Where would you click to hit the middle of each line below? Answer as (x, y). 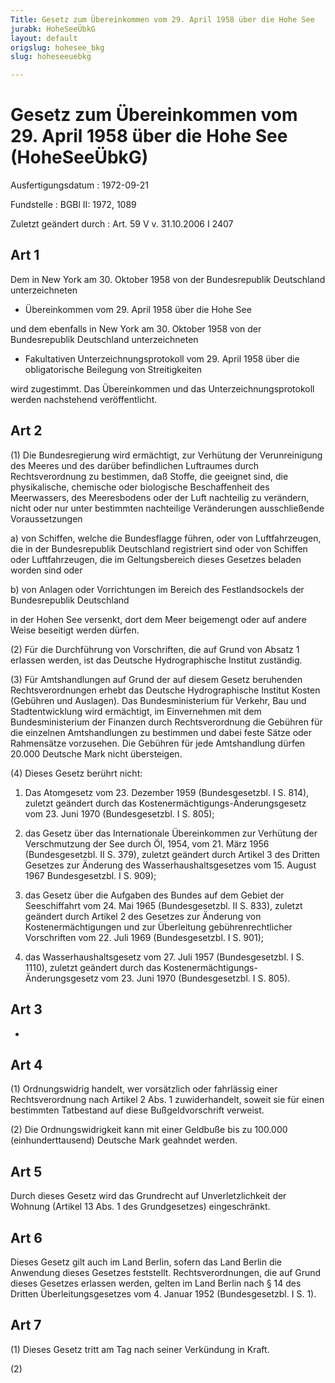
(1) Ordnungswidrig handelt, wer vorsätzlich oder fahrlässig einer (144, 1089)
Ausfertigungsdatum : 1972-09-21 (80, 185)
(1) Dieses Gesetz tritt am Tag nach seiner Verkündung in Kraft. (140, 1349)
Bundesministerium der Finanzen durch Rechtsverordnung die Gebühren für (166, 722)
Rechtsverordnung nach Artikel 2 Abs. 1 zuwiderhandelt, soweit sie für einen (167, 1100)
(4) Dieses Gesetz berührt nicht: (76, 773)
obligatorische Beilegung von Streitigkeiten (113, 369)
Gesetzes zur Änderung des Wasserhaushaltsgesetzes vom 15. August (170, 865)
